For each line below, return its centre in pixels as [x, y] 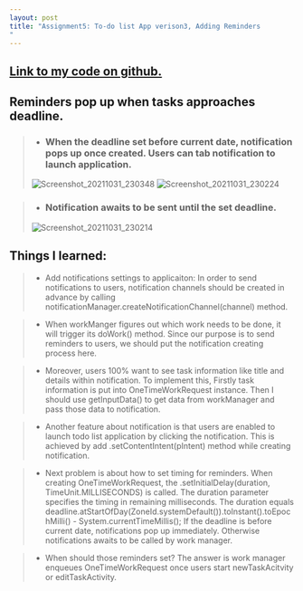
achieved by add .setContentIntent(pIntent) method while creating [168, 445]
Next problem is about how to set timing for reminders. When [159, 472]
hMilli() [58, 520]
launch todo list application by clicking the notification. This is [160, 436]
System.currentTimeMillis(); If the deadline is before [175, 520]
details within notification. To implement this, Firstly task [150, 380]
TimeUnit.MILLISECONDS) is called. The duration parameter [157, 492]
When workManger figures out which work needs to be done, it [163, 324]
